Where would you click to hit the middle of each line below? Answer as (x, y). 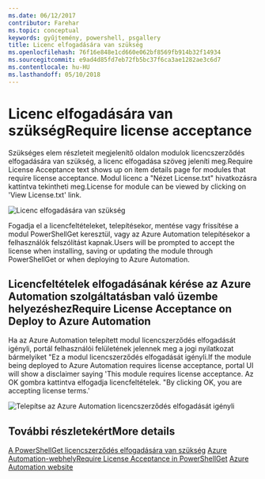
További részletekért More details (92, 431)
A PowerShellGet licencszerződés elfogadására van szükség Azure (117, 450)
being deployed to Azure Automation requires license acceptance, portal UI (131, 366)
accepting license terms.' (49, 391)
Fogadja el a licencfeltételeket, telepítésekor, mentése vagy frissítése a (123, 225)
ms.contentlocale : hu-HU (49, 67)
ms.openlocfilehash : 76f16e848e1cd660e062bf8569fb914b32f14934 (115, 52)
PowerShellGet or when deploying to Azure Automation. (99, 259)
